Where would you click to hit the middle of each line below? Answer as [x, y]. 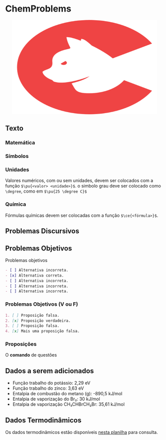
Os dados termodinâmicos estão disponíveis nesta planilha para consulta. [82, 432]
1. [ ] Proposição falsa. [32, 315]
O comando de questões [31, 355]
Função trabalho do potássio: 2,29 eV [51, 383]
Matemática [20, 143]
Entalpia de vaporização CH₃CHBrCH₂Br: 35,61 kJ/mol [68, 404]
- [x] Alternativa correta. [35, 275]
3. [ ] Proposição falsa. [32, 326]
